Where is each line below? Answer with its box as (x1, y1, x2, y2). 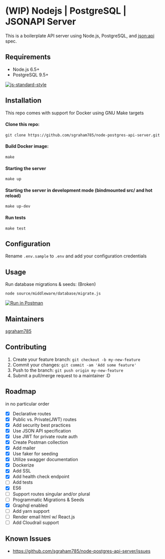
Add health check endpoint (12, 474, 70, 480)
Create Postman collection (12, 439, 69, 445)
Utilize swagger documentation (12, 456, 78, 463)
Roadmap (5, 387, 37, 396)
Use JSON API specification (12, 428, 71, 434)
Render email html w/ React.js (12, 513, 75, 520)
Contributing (5, 343, 47, 351)
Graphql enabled (12, 502, 48, 508)
